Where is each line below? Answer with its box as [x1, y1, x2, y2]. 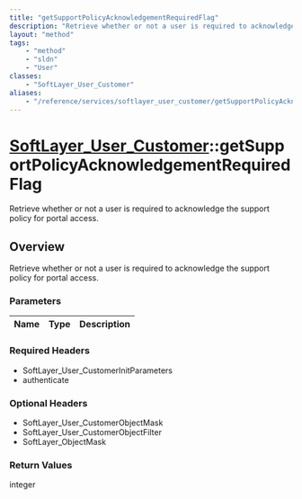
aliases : [9, 88, 42, 97]
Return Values [9, 459, 73, 471]
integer [9, 479, 36, 490]
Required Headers [9, 344, 90, 357]
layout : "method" [9, 30, 75, 39]
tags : [9, 38, 30, 48]
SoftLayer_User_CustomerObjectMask [22, 417, 164, 428]
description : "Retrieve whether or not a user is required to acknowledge [9, 22, 296, 31]
